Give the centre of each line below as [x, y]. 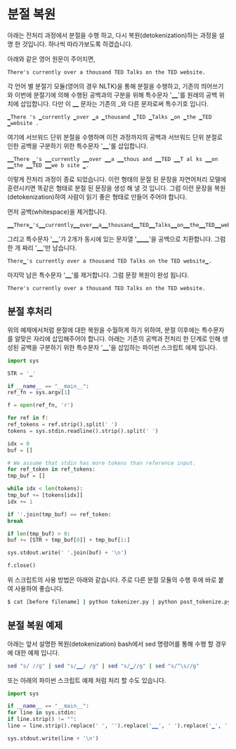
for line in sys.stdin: [42, 713]
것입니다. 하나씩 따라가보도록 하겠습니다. [78, 44]
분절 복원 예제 [35, 626]
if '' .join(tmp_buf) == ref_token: [59, 514]
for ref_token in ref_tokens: [52, 469]
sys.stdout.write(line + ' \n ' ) [53, 738]
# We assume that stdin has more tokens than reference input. [102, 463]
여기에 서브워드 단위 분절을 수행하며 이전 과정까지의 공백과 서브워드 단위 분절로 [115, 137]
